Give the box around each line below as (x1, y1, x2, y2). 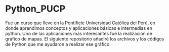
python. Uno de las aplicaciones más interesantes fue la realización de (5, 30, 153, 36)
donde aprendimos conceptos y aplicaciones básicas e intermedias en (5, 25, 153, 31)
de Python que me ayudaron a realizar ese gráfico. (5, 41, 111, 47)
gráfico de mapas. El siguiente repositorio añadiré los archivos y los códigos (5, 36, 164, 42)
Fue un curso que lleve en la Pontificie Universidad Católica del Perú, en (5, 20, 155, 26)
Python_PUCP (5, 3, 66, 15)
